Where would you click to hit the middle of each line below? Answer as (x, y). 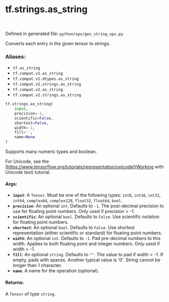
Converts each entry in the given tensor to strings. (58, 43)
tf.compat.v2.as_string (38, 90)
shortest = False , (32, 123)
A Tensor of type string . (30, 294)
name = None (25, 137)
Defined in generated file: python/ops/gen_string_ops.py (64, 34)
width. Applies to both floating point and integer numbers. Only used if (86, 244)
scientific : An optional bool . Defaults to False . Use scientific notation (86, 217)
